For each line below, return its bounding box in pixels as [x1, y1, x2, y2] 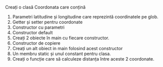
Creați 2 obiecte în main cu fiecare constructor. [12, 35, 110, 41]
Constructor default [12, 30, 53, 35]
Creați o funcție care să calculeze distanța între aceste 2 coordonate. [12, 56, 155, 62]
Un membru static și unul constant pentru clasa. [12, 51, 111, 57]
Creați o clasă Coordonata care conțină [5, 4, 86, 10]
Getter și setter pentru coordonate [12, 19, 83, 25]
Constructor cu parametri [12, 24, 65, 30]
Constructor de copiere [12, 40, 61, 46]
